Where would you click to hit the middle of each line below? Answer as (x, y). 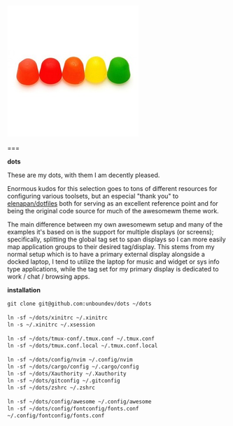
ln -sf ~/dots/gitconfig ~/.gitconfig (64, 381)
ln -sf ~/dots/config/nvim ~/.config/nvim (70, 360)
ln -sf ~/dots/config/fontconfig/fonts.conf (73, 409)
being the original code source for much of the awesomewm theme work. (113, 211)
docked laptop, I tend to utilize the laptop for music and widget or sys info (113, 262)
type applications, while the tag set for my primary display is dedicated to (113, 269)
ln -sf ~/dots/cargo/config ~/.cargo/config (73, 367)
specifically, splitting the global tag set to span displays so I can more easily (116, 239)
